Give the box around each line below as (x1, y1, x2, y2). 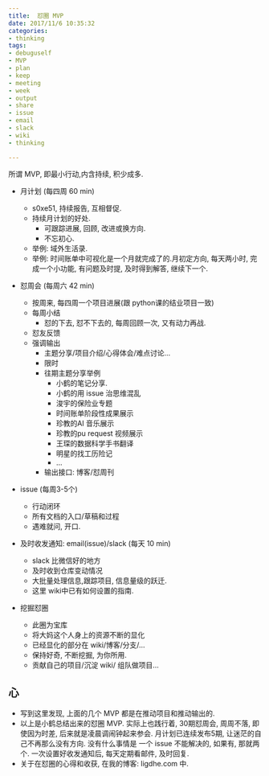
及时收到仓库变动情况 (31, 565, 103, 575)
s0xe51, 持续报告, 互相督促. (31, 203, 122, 213)
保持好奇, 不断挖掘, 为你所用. (31, 650, 127, 659)
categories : (8, 27, 48, 35)
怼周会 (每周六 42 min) (19, 281, 95, 290)
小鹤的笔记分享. (55, 378, 108, 388)
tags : (8, 42, 26, 50)
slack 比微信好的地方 (31, 556, 101, 565)
